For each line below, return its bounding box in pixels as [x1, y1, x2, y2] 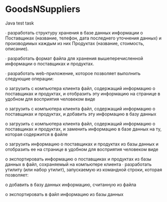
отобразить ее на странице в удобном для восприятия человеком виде [5, 146, 158, 152]
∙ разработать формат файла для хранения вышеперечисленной [5, 55, 143, 61]
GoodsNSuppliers [5, 3, 81, 15]
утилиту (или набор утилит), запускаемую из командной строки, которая [5, 166, 162, 172]
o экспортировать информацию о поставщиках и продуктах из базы [5, 156, 151, 162]
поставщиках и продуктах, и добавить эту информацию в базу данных [5, 111, 156, 117]
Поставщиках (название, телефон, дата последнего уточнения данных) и [5, 35, 161, 41]
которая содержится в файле [5, 131, 68, 137]
